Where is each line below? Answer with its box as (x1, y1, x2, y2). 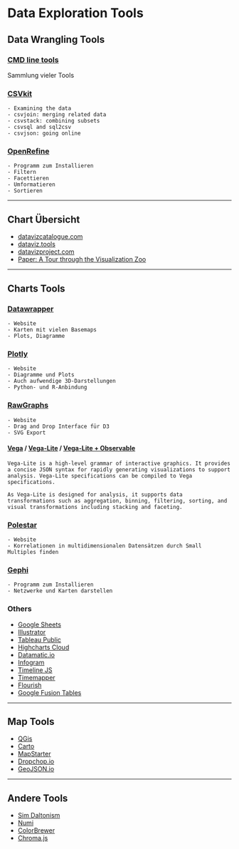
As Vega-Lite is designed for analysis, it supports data (7, 490, 183, 498)
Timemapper (17, 673, 55, 681)
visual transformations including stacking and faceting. (7, 503, 183, 510)
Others (7, 604, 32, 614)
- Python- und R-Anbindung (7, 384, 87, 391)
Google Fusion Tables (17, 688, 82, 696)
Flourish (17, 681, 42, 689)
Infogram (17, 658, 45, 667)
